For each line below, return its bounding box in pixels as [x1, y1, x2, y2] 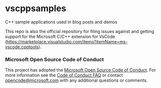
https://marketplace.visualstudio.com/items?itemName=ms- [6, 38, 128, 44]
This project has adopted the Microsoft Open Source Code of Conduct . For [5, 67, 156, 73]
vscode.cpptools [5, 44, 39, 50]
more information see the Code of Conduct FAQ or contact [5, 72, 123, 78]
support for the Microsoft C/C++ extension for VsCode [5, 34, 115, 39]
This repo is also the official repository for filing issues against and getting [5, 28, 155, 34]
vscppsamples [5, 3, 67, 14]
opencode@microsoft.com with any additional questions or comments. [5, 77, 148, 83]
